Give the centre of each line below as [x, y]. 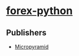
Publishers [26, 33]
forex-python [39, 11]
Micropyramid [32, 47]
